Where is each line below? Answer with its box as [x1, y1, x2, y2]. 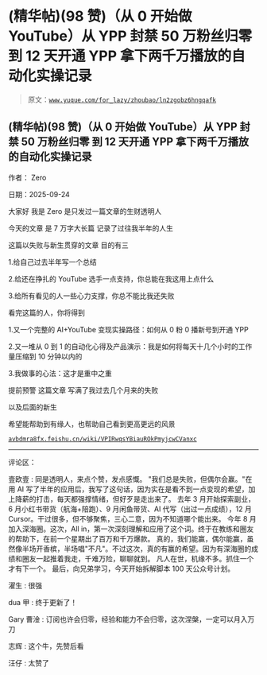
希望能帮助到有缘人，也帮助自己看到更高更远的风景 [8, 419, 176, 429]
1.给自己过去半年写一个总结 [8, 257, 97, 266]
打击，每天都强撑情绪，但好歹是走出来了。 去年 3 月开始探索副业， [35, 494, 256, 503]
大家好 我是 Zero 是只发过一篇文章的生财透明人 [8, 206, 162, 215]
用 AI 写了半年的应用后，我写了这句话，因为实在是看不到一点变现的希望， [8, 484, 249, 494]
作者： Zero [8, 173, 47, 182]
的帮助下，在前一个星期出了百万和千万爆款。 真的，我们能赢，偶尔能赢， [8, 533, 247, 543]
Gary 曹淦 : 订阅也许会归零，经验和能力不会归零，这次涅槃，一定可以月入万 [8, 614, 255, 624]
